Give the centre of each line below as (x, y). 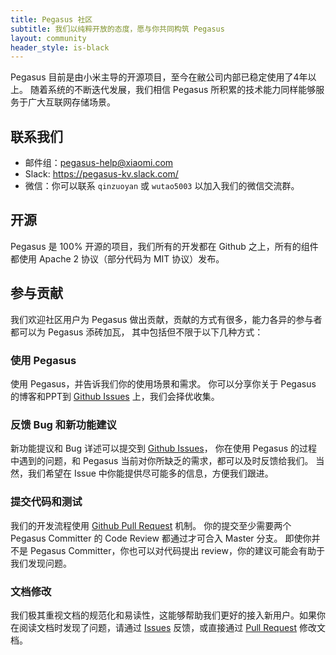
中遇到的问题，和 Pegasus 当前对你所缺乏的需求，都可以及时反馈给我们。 (162, 461)
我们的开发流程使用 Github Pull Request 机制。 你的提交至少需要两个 (151, 525)
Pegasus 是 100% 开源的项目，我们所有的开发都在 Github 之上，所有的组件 (164, 246)
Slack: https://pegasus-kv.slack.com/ (101, 174)
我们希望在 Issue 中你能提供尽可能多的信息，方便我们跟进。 (150, 473)
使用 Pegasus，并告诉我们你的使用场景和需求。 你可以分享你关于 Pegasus (163, 383)
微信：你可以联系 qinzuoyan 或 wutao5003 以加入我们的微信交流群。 (162, 186)
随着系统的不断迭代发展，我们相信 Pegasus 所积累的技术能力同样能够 (173, 90)
